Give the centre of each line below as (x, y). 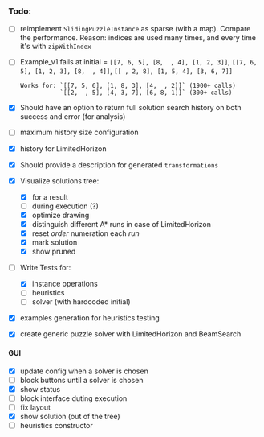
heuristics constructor (57, 426)
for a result (50, 197)
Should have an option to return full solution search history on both (131, 108)
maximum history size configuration (79, 132)
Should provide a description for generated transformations (119, 165)
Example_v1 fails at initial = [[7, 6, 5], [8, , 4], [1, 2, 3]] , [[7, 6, (138, 62)
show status (40, 389)
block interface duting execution (73, 398)
